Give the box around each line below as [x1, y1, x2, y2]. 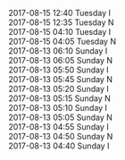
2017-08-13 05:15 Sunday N [8, 93, 111, 104]
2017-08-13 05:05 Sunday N [8, 112, 112, 122]
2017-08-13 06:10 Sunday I [8, 46, 108, 56]
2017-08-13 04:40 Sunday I [8, 140, 110, 151]
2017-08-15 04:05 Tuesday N [8, 36, 117, 46]
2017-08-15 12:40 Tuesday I [8, 8, 112, 18]
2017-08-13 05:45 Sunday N [8, 74, 113, 84]
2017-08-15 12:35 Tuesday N [8, 17, 114, 28]
